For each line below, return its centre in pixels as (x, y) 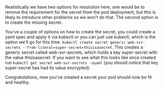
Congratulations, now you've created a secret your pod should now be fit (79, 77)
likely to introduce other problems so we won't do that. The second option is (82, 17)
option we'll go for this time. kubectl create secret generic (65, 42)
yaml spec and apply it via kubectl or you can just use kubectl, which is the (80, 37)
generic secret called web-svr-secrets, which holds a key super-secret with (81, 52)
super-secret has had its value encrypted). (48, 68)
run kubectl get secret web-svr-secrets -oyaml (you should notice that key (82, 63)
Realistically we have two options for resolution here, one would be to (75, 7)
